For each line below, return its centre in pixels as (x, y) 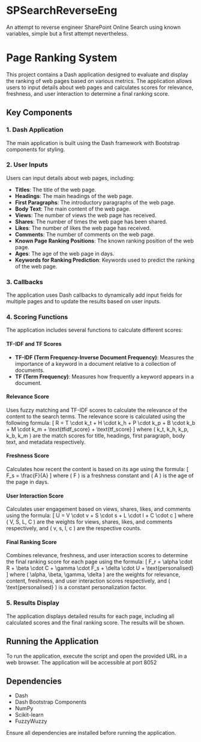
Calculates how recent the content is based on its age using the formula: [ (97, 469)
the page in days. (28, 482)
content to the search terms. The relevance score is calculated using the (96, 416)
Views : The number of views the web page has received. (86, 215)
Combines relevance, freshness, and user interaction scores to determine (97, 555)
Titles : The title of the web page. (55, 190)
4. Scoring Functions (37, 317)
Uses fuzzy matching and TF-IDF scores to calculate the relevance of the (97, 410)
